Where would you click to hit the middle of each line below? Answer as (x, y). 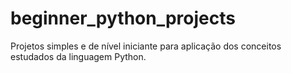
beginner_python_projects (123, 18)
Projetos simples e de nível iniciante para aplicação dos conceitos (146, 46)
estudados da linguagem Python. (78, 56)
